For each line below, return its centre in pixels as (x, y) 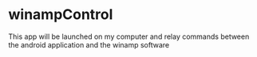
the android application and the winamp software (89, 44)
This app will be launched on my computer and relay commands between (129, 36)
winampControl (61, 15)
